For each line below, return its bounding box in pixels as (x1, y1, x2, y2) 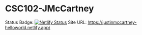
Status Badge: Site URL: (5, 19, 87, 25)
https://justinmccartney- (87, 19, 137, 25)
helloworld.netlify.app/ (5, 24, 51, 30)
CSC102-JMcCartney (5, 3, 94, 14)
